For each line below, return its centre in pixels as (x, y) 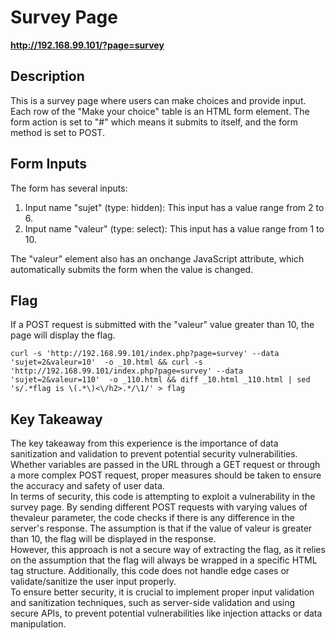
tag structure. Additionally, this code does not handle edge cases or (150, 571)
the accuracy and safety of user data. (87, 486)
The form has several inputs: (69, 188)
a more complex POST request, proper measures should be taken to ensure (166, 475)
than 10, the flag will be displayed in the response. (113, 539)
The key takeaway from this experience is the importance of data (144, 443)
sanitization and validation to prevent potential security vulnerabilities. (154, 454)
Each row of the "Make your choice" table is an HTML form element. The (160, 111)
